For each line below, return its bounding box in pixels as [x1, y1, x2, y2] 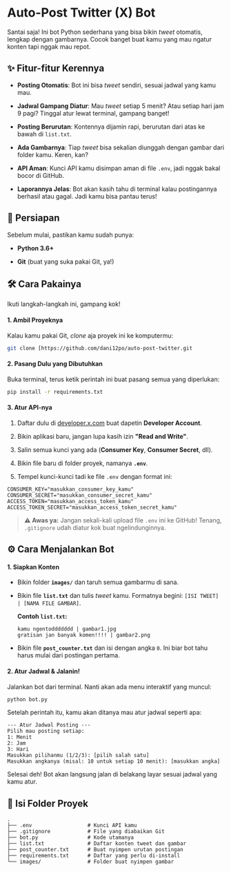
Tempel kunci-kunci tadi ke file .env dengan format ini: [17, 472, 172, 480]
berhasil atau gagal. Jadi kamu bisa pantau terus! [17, 192, 157, 200]
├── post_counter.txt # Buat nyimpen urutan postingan [7, 846, 184, 853]
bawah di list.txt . [17, 129, 72, 138]
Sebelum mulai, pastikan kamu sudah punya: [7, 230, 134, 239]
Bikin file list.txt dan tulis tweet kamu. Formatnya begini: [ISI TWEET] [17, 592, 219, 600]
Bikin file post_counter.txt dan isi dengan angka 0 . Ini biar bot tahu [17, 644, 208, 652]
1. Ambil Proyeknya [7, 316, 63, 324]
